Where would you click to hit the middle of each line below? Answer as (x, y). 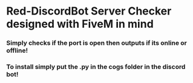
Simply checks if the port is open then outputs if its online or (97, 43)
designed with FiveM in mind (80, 24)
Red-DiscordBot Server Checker (89, 11)
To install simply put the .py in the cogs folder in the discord (96, 67)
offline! (17, 51)
